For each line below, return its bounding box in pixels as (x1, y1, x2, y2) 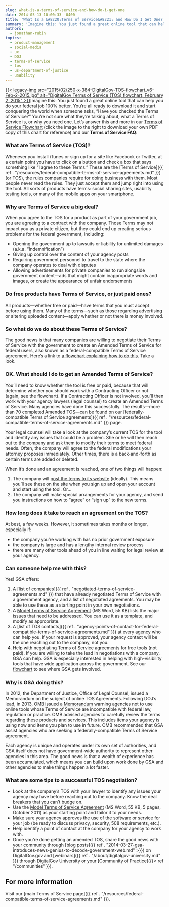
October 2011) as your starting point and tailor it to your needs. (12, 809, 142, 815)
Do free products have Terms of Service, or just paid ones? (5, 290, 152, 297)
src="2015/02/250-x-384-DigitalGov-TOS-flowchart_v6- (37, 87, 154, 93)
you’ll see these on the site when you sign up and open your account (12, 481, 156, 487)
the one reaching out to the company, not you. (12, 639, 109, 645)
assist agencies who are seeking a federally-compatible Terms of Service (5, 728, 157, 734)
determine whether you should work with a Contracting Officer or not (5, 388, 149, 394)
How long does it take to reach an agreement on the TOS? (5, 509, 148, 516)
